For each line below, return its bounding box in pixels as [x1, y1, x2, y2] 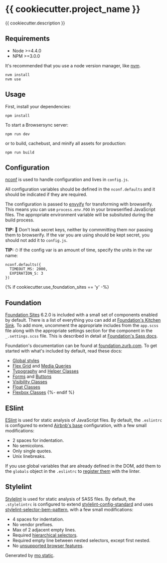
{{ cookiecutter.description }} [5, 20, 65, 26]
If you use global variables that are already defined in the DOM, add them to [5, 463, 161, 469]
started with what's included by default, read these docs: [5, 348, 123, 354]
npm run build [5, 150, 35, 155]
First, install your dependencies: [5, 103, 71, 109]
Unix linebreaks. [12, 453, 46, 459]
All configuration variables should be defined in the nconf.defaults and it [5, 186, 156, 192]
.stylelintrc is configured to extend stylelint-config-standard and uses [5, 501, 154, 507]
